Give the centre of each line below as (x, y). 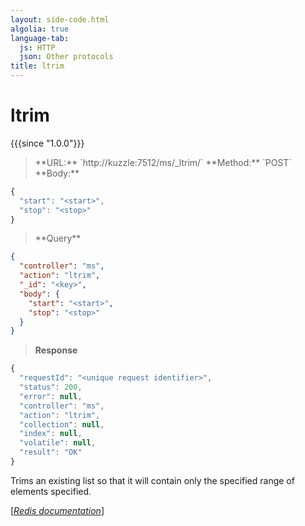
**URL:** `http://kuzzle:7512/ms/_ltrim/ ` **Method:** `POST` (163, 162)
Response (56, 350)
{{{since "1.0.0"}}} (47, 143)
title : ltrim (37, 66)
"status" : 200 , (51, 387)
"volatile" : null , (58, 443)
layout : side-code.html (60, 19)
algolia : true (40, 29)
